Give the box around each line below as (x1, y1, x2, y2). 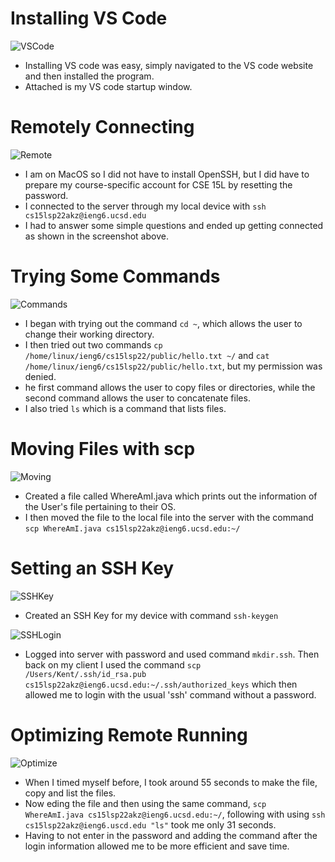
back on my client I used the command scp (24, 658, 202, 671)
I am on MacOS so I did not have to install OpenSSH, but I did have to (24, 168, 310, 180)
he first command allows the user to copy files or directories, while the (24, 381, 316, 393)
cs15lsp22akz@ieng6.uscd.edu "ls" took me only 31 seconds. (24, 818, 277, 831)
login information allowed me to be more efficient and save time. (24, 840, 290, 852)
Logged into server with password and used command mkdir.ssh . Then (24, 648, 320, 660)
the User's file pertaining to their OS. (24, 500, 177, 512)
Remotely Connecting (10, 116, 195, 139)
